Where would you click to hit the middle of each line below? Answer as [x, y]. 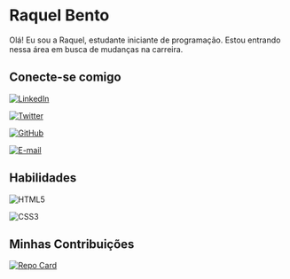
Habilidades [43, 178]
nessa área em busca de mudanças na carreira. [96, 49]
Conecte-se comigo [65, 77]
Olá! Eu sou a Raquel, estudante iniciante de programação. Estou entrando [145, 40]
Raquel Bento [59, 15]
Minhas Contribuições [72, 244]
